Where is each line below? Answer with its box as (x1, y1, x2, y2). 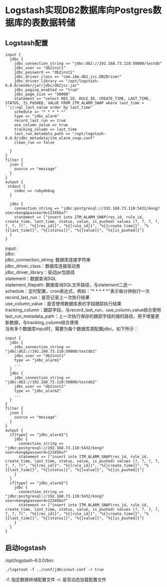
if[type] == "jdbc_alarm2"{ (9, 481, 68, 486)
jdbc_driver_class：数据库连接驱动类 (5, 263, 80, 269)
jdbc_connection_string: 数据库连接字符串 (5, 257, 91, 262)
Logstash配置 (5, 39, 48, 47)
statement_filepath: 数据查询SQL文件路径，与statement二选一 (5, 282, 132, 287)
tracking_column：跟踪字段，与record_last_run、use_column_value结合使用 (5, 307, 161, 313)
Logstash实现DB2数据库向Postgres (5, 5, 153, 16)
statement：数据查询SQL (5, 275, 56, 281)
